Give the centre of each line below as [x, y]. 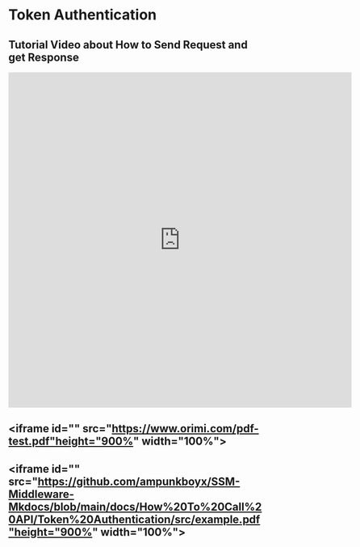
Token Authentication [83, 15]
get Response [44, 57]
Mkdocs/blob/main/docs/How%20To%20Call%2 [135, 507]
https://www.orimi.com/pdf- [186, 429]
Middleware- [42, 494]
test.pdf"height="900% [71, 442]
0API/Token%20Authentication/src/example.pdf [134, 519]
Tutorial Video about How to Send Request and [128, 45]
